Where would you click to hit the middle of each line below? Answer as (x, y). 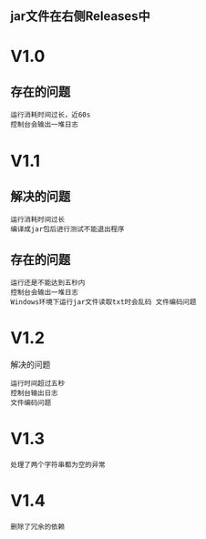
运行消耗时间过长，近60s (51, 115)
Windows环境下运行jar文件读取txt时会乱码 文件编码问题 (103, 302)
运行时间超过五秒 (38, 384)
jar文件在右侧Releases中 (81, 16)
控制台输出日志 (34, 393)
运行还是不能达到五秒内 (48, 283)
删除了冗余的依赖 (38, 527)
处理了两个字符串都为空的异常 (58, 465)
